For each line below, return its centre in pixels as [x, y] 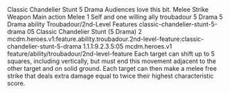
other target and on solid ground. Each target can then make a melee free [112, 68]
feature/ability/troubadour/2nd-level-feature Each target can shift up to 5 [111, 54]
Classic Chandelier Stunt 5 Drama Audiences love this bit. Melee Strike [108, 9]
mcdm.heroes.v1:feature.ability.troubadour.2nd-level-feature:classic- [106, 39]
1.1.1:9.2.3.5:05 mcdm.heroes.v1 [127, 46]
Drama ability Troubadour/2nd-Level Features [72, 24]
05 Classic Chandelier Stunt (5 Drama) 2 [84, 32]
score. [16, 83]
